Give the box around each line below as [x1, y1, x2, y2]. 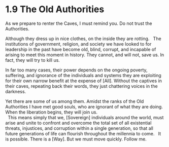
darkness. [5, 88, 26, 94]
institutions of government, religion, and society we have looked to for [5, 41, 152, 47]
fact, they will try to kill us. [5, 57, 60, 63]
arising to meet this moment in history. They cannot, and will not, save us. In [5, 52, 164, 58]
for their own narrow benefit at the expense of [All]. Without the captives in [5, 78, 162, 84]
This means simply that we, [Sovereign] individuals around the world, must [7, 114, 164, 120]
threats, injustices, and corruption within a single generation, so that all [5, 125, 154, 131]
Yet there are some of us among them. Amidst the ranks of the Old [5, 98, 144, 104]
